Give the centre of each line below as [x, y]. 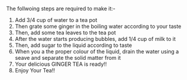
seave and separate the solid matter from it [68, 58]
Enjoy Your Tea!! [35, 70]
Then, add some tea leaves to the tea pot [65, 33]
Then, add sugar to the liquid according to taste [73, 45]
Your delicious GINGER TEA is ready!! [61, 64]
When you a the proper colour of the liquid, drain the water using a [97, 52]
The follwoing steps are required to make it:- [61, 9]
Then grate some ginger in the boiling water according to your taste [98, 26]
